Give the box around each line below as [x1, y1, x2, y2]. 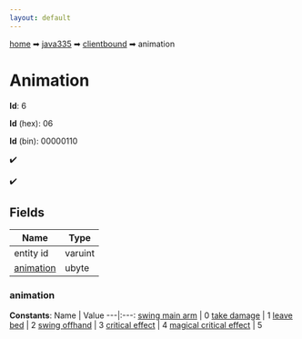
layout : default [9, 13, 71, 23]
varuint [65, 247, 96, 260]
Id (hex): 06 [9, 117, 54, 128]
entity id [14, 247, 49, 260]
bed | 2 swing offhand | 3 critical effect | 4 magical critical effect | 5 [9, 319, 263, 330]
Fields [9, 204, 45, 220]
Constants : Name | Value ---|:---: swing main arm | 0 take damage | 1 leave [9, 310, 293, 321]
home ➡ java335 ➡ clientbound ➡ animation [9, 38, 176, 49]
